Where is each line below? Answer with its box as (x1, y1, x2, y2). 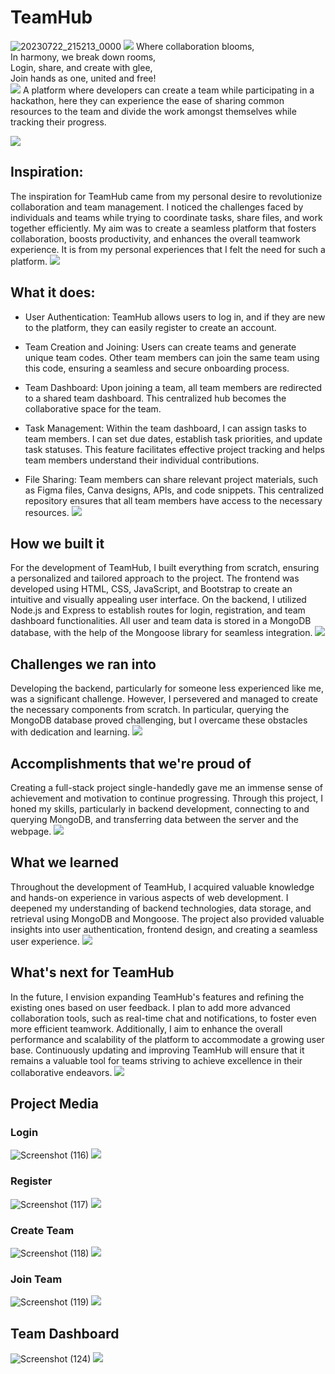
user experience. (10, 935, 80, 947)
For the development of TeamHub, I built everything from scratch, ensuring (10, 562, 320, 574)
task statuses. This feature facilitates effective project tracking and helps (24, 443, 325, 455)
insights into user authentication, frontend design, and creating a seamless (10, 923, 318, 935)
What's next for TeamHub (10, 964, 175, 981)
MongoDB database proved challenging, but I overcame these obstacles (10, 714, 308, 726)
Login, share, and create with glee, (10, 61, 153, 73)
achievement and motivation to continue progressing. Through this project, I (10, 792, 324, 804)
